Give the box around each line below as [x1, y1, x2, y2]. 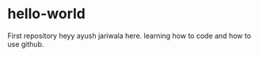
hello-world [7, 5, 86, 23]
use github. [7, 39, 44, 48]
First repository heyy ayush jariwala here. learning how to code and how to [7, 31, 251, 40]
